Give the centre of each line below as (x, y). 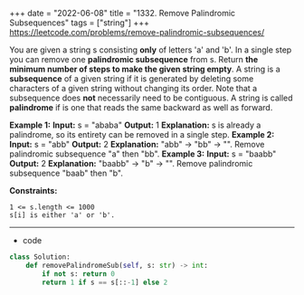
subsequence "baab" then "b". (66, 173)
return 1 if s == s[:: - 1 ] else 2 (105, 282)
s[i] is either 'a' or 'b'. (62, 215)
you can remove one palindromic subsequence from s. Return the (134, 59)
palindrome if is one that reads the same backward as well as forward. (141, 107)
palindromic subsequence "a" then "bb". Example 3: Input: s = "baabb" (143, 154)
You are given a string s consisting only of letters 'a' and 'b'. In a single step (151, 50)
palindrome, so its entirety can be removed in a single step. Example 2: (142, 134)
